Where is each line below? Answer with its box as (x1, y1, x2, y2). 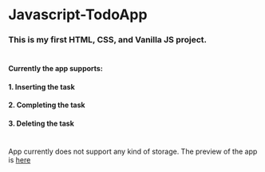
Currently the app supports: (8, 64, 104, 74)
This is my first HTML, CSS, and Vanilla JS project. (8, 34, 208, 46)
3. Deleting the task (8, 118, 74, 129)
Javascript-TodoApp (8, 6, 148, 24)
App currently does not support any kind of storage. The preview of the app (8, 146, 258, 157)
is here (8, 155, 31, 165)
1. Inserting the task (8, 82, 76, 91)
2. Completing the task (8, 100, 85, 110)
